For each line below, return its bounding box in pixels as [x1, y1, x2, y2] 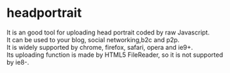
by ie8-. [6, 58, 30, 66]
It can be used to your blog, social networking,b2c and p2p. [6, 35, 180, 44]
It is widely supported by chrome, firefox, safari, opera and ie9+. [6, 43, 193, 51]
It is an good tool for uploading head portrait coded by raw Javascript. [6, 28, 210, 36]
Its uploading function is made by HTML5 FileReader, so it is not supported [6, 51, 223, 59]
